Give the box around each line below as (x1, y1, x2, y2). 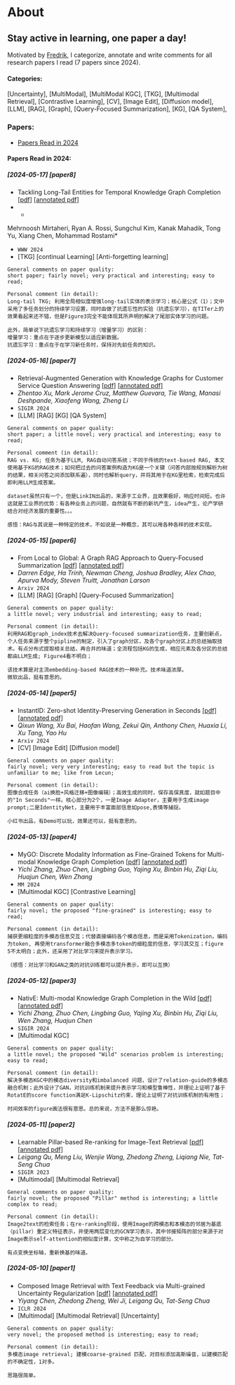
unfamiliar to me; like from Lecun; (7, 769, 114, 776)
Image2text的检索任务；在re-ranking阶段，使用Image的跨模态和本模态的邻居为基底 (7, 1220, 222, 1228)
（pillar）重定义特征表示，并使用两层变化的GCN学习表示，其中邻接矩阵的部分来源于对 (7, 1228, 224, 1235)
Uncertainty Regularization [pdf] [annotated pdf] (17, 1289, 158, 1297)
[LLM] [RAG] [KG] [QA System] (17, 411, 107, 420)
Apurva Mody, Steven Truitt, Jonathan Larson (17, 576, 151, 584)
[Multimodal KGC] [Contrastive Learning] (17, 887, 136, 895)
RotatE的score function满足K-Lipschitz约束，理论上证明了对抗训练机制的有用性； (7, 1092, 225, 1099)
